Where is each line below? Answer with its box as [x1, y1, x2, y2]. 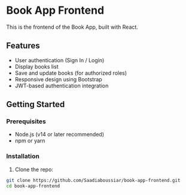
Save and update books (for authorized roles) [14, 69, 127, 77]
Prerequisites [6, 117, 46, 126]
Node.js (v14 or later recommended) [14, 131, 105, 138]
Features [6, 41, 40, 51]
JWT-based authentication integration [14, 82, 109, 89]
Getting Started [6, 99, 65, 109]
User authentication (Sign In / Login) [14, 56, 105, 63]
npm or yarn [14, 137, 45, 144]
